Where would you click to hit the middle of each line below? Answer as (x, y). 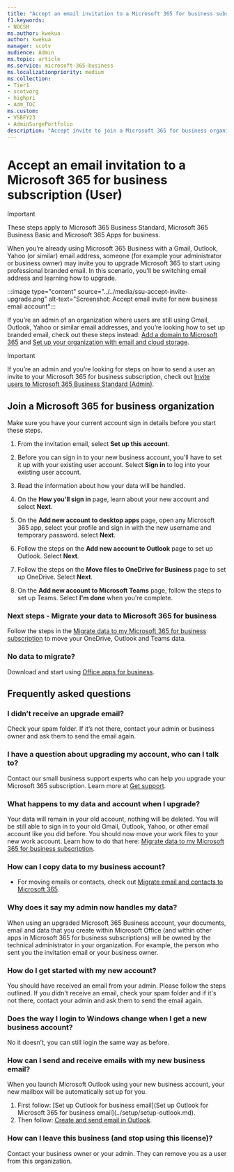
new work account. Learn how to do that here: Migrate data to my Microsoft (116, 841)
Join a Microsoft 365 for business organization (111, 406)
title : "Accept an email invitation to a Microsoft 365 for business (110, 14)
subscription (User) (65, 194)
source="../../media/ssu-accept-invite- (133, 292)
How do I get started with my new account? (82, 970)
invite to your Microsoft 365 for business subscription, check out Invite (109, 377)
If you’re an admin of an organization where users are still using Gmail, (108, 320)
